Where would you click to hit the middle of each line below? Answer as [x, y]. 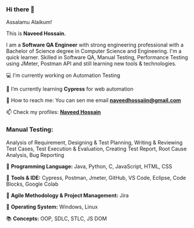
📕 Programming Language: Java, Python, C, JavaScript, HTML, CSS [89, 166]
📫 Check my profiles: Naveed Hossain [53, 112]
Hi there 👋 [21, 9]
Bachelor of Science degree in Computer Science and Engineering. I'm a [94, 51]
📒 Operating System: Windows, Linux [52, 207]
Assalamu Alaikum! [29, 22]
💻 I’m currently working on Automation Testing [63, 75]
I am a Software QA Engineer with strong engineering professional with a [95, 45]
